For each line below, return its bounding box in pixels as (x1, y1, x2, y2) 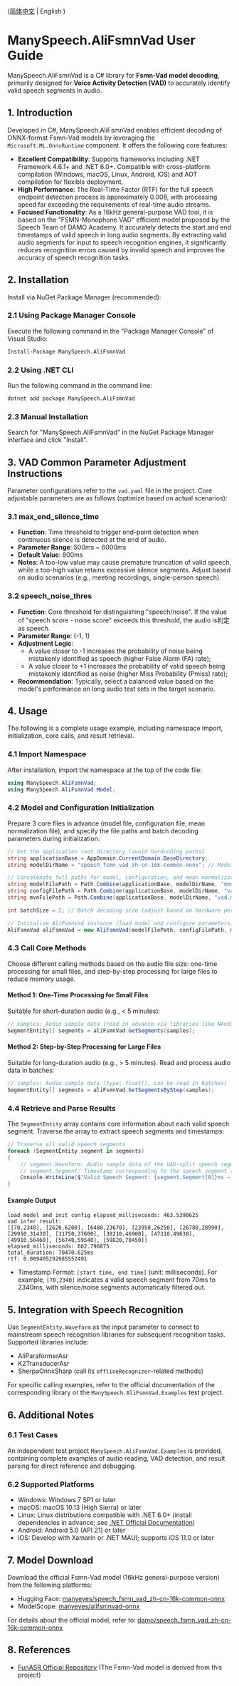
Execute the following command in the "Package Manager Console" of (7, 327, 214, 335)
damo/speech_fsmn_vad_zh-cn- (137, 1615, 232, 1624)
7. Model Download (7, 1554, 94, 1566)
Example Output (7, 1196, 57, 1204)
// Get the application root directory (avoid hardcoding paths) (7, 848, 205, 855)
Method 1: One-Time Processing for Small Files (7, 991, 149, 999)
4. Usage (7, 705, 48, 717)
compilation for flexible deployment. (17, 178, 124, 186)
